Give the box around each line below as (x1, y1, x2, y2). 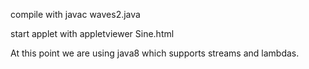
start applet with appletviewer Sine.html (10, 28, 175, 39)
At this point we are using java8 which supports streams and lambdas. (10, 47, 300, 59)
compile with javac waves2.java (10, 9, 141, 20)
